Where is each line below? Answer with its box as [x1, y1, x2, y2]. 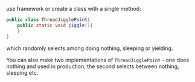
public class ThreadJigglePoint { [6, 17, 91, 23]
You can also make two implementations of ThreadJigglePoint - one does [6, 56, 189, 63]
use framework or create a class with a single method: [6, 5, 141, 12]
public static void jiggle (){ [17, 22, 94, 28]
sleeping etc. [6, 69, 39, 76]
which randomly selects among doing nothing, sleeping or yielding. [6, 45, 173, 52]
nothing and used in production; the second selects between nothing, [6, 63, 179, 70]
